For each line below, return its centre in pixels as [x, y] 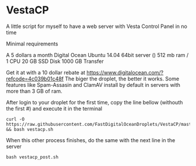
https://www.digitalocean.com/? [125, 72]
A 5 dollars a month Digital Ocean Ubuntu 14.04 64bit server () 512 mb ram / [97, 55]
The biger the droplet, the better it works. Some [122, 79]
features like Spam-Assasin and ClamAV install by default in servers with [93, 84]
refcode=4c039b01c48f [35, 79]
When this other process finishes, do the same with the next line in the [91, 140]
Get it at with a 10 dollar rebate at [46, 72]
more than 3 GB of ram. [34, 91]
